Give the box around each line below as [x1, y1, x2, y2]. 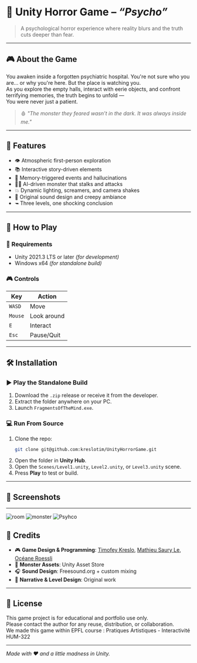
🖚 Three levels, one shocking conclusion [14, 200, 113, 207]
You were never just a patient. [6, 98, 78, 105]
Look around [29, 311, 65, 320]
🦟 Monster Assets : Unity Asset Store [14, 561, 104, 568]
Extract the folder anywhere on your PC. [14, 398, 112, 405]
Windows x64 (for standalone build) [14, 260, 102, 267]
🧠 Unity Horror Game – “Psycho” [6, 5, 168, 19]
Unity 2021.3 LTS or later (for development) [14, 253, 119, 261]
